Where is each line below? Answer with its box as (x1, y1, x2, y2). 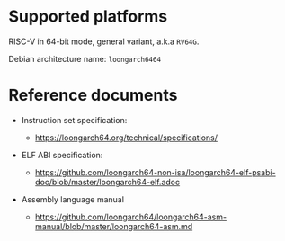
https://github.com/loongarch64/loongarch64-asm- (34, 211, 227, 222)
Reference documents (8, 85, 178, 105)
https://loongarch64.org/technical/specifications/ (34, 132, 218, 143)
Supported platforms (8, 6, 168, 27)
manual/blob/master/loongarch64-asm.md (34, 220, 193, 231)
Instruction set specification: (21, 114, 128, 125)
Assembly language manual (21, 193, 125, 204)
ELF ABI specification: (21, 149, 103, 160)
